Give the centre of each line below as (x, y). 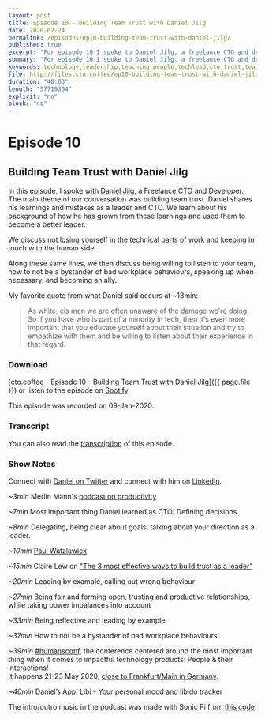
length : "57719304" (40, 89)
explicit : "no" (33, 96)
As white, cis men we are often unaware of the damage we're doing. (138, 311)
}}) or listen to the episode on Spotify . (69, 390)
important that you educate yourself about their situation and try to (136, 328)
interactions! (28, 668)
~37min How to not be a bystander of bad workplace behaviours (113, 636)
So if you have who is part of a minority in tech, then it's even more (136, 319)
